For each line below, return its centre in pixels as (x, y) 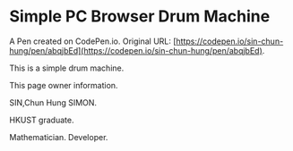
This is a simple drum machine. (67, 68)
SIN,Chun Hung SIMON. (53, 102)
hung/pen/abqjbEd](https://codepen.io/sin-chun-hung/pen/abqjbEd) (136, 50)
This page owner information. (64, 85)
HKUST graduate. (42, 120)
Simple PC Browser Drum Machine (140, 17)
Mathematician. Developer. (59, 137)
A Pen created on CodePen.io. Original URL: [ (93, 41)
